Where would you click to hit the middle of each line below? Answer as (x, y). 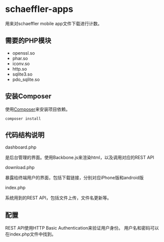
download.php (20, 167)
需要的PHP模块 (28, 41)
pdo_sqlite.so (26, 79)
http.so (20, 69)
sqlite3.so (22, 74)
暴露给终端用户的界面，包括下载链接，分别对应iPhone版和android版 (75, 178)
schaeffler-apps (39, 9)
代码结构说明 (25, 135)
